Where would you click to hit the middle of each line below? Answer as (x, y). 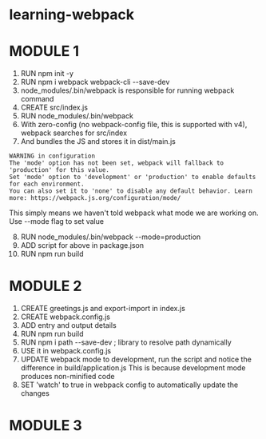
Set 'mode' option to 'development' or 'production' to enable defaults (133, 178)
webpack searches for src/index (73, 133)
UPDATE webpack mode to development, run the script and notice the (136, 359)
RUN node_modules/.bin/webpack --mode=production (111, 237)
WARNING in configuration (52, 156)
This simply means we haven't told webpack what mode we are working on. (134, 213)
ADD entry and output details (68, 325)
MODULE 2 (46, 286)
